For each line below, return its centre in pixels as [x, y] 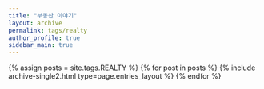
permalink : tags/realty [48, 30]
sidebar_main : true [41, 45]
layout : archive [35, 23]
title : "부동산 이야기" [43, 15]
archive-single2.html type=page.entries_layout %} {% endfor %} [115, 76]
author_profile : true [44, 38]
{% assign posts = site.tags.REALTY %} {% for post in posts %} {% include [132, 68]
